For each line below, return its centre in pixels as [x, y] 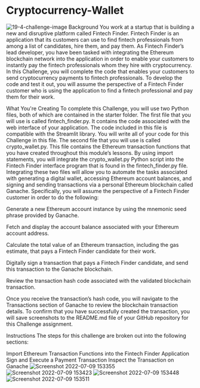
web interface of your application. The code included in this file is [87, 127]
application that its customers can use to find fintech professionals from [95, 39]
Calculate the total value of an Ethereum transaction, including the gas [93, 245]
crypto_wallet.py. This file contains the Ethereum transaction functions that [98, 146]
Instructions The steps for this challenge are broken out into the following [96, 335]
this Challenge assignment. [40, 324]
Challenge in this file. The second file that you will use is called [83, 140]
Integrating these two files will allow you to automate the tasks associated [97, 172]
